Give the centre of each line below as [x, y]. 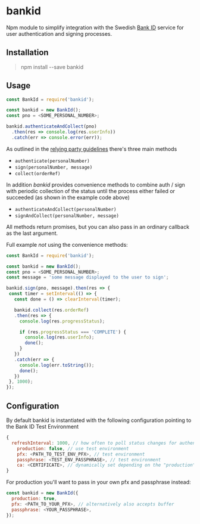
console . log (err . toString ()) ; [57, 365]
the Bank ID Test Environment [43, 427]
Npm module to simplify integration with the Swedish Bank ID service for [95, 27]
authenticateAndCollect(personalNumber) [65, 209]
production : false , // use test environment [73, 448]
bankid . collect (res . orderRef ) [51, 310]
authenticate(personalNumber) [52, 161]
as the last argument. [32, 233]
